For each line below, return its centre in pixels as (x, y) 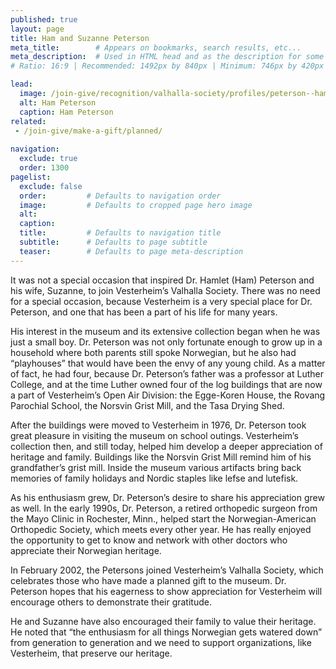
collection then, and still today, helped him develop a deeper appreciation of (166, 446)
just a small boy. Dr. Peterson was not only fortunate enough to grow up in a (166, 342)
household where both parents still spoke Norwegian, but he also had (153, 352)
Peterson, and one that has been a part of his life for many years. (144, 312)
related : (28, 121)
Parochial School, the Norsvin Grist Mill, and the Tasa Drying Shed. (147, 405)
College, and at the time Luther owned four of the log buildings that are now (166, 384)
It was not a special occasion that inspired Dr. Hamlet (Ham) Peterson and (162, 280)
